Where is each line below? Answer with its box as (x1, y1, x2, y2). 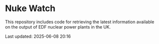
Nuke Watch (5, 3, 56, 14)
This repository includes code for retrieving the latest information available (5, 19, 155, 25)
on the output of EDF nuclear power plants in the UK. (5, 24, 111, 29)
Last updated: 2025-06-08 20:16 (5, 33, 71, 39)
